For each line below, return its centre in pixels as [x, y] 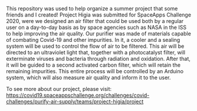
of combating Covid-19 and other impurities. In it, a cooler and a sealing [93, 40]
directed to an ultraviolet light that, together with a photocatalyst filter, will [96, 52]
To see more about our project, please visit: [59, 89]
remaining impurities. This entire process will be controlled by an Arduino [95, 71]
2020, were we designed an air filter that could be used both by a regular [95, 21]
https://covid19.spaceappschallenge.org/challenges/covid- [78, 95]
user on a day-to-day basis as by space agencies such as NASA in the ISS [96, 27]
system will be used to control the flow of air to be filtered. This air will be [95, 46]
